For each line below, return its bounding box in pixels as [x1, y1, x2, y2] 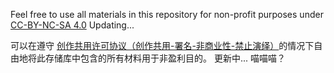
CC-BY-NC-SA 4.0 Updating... [10, 19, 135, 31]
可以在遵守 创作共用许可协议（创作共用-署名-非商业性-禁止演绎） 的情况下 [10, 40, 315, 51]
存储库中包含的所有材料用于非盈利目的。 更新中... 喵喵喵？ [44, 52, 286, 64]
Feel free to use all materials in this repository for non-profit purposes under [10, 9, 324, 20]
